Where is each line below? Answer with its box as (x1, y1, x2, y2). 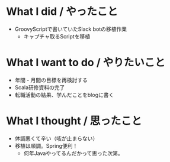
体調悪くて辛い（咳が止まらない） (14, 135, 98, 142)
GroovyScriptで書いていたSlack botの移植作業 (14, 25, 127, 33)
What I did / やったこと (6, 5, 118, 18)
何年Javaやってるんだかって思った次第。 (23, 150, 123, 157)
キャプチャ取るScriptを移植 (23, 33, 91, 40)
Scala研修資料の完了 (14, 83, 65, 91)
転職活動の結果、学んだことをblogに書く (14, 91, 114, 98)
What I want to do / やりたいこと (6, 56, 166, 69)
